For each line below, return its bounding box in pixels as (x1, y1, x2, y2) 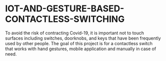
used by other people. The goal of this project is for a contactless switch (5, 40, 153, 46)
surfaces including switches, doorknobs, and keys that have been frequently (5, 35, 161, 41)
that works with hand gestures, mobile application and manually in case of (5, 46, 157, 52)
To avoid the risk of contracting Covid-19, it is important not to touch (5, 30, 144, 36)
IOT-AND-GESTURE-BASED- (5, 3, 124, 14)
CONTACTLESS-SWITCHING (5, 13, 125, 25)
